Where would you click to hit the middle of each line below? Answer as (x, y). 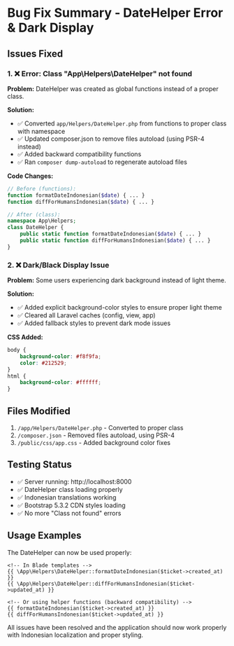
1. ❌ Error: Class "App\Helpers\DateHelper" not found (100, 74)
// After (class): (34, 214)
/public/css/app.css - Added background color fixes (94, 442)
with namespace (41, 131)
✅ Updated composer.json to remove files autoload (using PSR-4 (111, 139)
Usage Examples (44, 536)
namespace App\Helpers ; (42, 221)
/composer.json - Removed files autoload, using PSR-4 (96, 435)
